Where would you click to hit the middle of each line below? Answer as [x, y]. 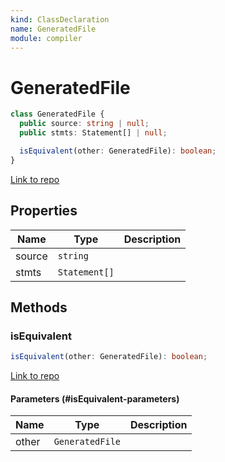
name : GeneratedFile [53, 29]
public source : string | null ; [84, 124]
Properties [44, 211]
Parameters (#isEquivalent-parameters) [95, 398]
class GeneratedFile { [57, 114]
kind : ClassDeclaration [60, 19]
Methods [39, 307]
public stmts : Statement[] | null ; [93, 133]
